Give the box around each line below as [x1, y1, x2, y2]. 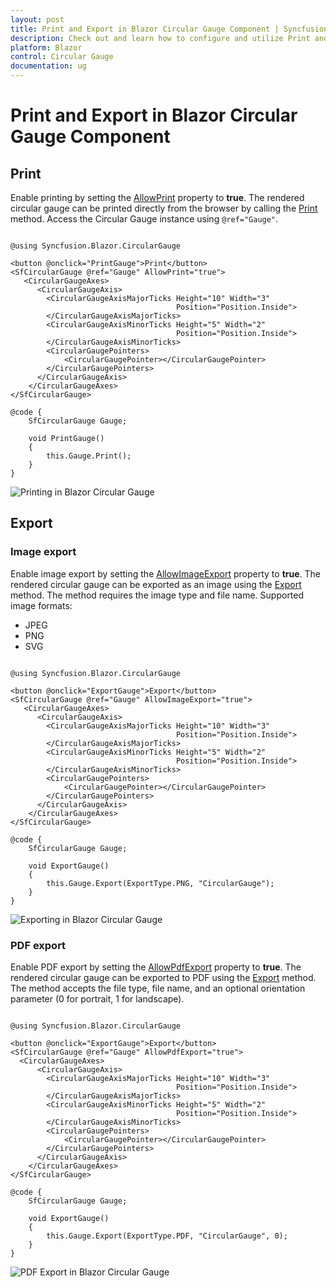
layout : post [10, 14, 65, 25]
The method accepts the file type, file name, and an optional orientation [10, 982, 306, 994]
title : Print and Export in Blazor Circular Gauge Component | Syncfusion [10, 24, 329, 34]
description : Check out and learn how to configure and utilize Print [10, 33, 311, 43]
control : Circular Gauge [10, 52, 114, 62]
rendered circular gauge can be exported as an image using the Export [10, 578, 302, 590]
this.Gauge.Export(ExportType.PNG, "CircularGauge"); [46, 878, 275, 888]
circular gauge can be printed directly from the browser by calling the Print [10, 202, 318, 214]
